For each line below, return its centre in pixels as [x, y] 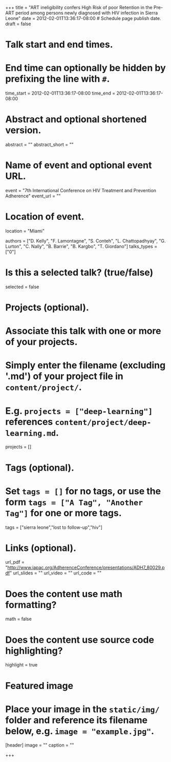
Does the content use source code [80, 640]
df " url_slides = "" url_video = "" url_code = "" [53, 573]
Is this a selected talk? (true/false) [79, 273]
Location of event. [45, 217]
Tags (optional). [40, 468]
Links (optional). [41, 548]
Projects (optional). [47, 308]
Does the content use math [64, 594]
